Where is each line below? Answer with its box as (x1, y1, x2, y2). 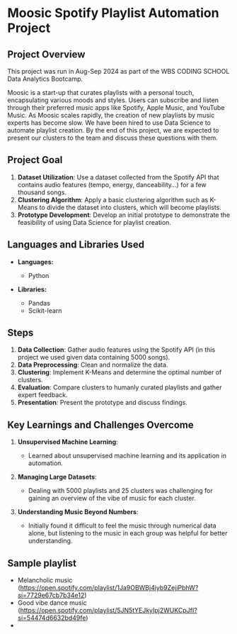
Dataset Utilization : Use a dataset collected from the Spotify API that (17, 172, 219, 182)
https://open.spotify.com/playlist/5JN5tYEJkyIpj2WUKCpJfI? (20, 606, 198, 615)
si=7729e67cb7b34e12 (17, 591, 85, 600)
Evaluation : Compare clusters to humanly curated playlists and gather (17, 383, 222, 391)
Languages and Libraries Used (7, 239, 145, 251)
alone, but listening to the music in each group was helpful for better (28, 529, 228, 538)
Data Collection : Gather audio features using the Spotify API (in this (17, 345, 216, 354)
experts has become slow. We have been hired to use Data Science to (7, 118, 211, 127)
